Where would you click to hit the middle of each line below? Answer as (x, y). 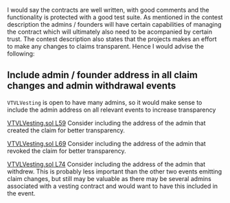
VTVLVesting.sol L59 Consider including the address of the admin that (106, 123)
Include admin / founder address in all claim (102, 75)
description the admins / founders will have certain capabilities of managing (114, 24)
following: (21, 53)
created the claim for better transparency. (66, 130)
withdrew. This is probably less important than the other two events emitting (115, 171)
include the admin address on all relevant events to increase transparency (112, 110)
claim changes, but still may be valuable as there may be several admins (109, 178)
